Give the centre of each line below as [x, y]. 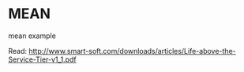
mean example [32, 36]
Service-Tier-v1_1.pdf [42, 59]
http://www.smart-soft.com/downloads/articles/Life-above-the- [133, 51]
